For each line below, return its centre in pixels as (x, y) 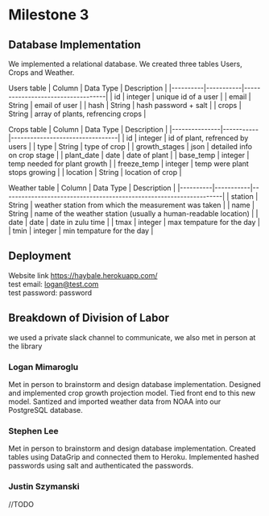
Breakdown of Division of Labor (89, 318)
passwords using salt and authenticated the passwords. (101, 466)
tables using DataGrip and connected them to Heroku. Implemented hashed (134, 457)
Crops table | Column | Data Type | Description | (88, 129)
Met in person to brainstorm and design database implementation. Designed (135, 384)
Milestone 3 (49, 15)
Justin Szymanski (44, 487)
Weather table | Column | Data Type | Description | (92, 188)
